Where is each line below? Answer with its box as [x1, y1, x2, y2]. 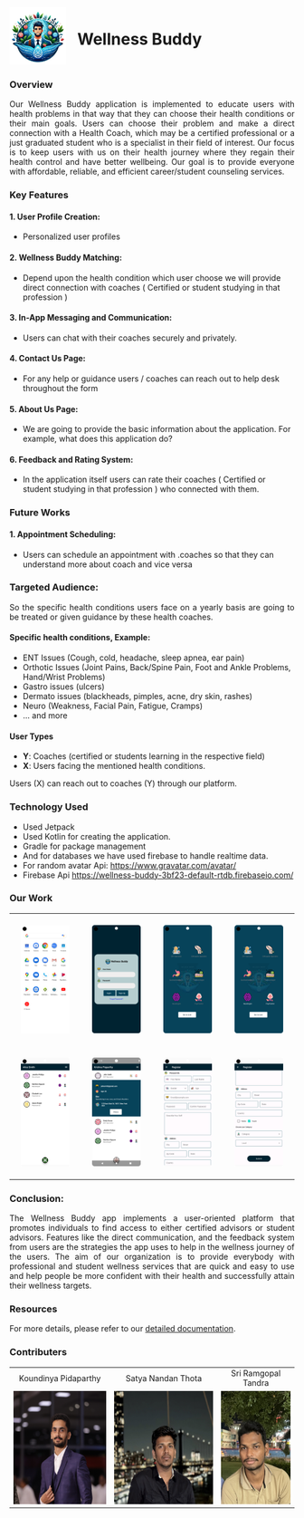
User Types [9, 731, 54, 742]
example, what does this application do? [22, 433, 174, 445]
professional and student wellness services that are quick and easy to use [9, 1261, 295, 1272]
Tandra [242, 1378, 270, 1388]
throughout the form [22, 383, 99, 394]
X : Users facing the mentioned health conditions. [22, 761, 206, 772]
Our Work [9, 892, 52, 905]
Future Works [9, 506, 71, 519]
